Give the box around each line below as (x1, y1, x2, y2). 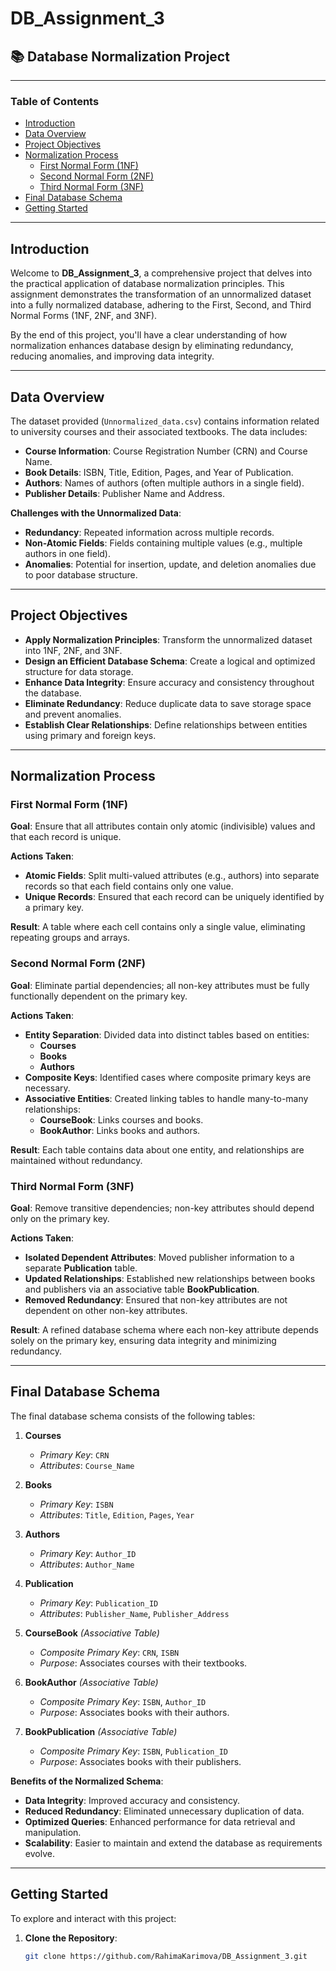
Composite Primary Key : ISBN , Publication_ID (39, 1745, 228, 1757)
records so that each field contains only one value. (24, 880, 234, 892)
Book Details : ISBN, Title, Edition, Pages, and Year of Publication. (24, 466, 294, 478)
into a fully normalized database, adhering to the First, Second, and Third (10, 299, 312, 311)
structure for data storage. (24, 665, 134, 677)
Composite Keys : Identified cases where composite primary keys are (24, 1071, 312, 1083)
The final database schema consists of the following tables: (10, 1410, 256, 1422)
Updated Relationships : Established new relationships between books (24, 1273, 316, 1285)
